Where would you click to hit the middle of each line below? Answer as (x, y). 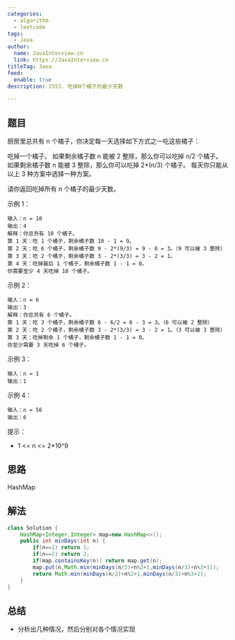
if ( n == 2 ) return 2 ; (61, 554)
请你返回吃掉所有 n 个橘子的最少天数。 (64, 189)
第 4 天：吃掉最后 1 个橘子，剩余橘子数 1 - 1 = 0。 (77, 264)
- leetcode (30, 27)
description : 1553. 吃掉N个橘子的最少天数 (65, 86)
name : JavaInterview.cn (48, 54)
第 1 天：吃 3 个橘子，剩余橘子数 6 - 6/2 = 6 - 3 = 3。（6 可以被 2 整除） (110, 322)
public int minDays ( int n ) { (63, 541)
